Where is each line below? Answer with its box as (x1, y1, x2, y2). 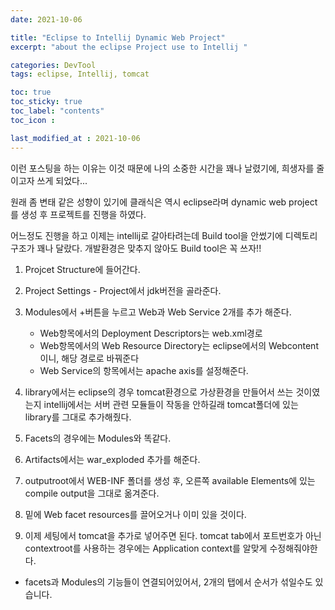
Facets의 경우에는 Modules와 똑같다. (24, 432, 172, 444)
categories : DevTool (10, 60, 97, 70)
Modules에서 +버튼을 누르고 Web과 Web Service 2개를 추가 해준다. (24, 306, 292, 318)
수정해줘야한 (269, 542, 318, 554)
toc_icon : (10, 115, 56, 125)
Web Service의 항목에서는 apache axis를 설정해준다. (39, 364, 249, 376)
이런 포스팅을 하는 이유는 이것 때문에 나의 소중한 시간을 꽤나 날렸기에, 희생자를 (10, 162, 315, 174)
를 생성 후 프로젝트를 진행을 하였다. (10, 208, 147, 220)
